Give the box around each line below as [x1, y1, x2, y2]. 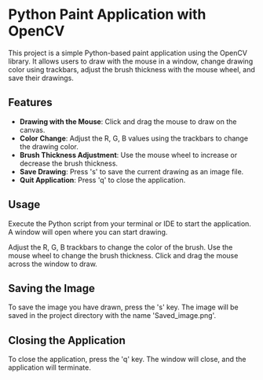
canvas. [19, 125, 46, 134]
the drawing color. [19, 141, 79, 151]
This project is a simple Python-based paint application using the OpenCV [8, 48, 247, 57]
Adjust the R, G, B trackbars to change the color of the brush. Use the [8, 242, 233, 252]
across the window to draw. [8, 259, 98, 269]
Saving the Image [8, 281, 96, 295]
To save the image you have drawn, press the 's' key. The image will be [8, 302, 239, 312]
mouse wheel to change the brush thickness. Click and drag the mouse [8, 250, 239, 260]
